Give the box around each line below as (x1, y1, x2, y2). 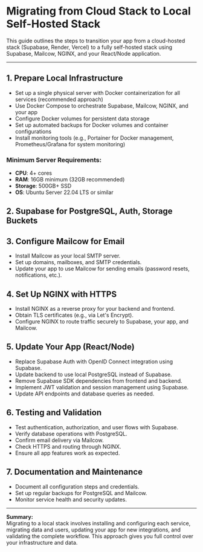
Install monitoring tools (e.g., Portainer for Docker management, (14, 134, 174, 141)
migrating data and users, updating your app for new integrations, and (6, 526, 181, 533)
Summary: (6, 513, 33, 521)
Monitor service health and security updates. (14, 496, 127, 503)
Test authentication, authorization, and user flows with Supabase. (14, 423, 179, 430)
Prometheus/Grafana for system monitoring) (14, 140, 126, 148)
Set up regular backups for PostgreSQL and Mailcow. (14, 489, 147, 496)
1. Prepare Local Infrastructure (6, 73, 123, 83)
